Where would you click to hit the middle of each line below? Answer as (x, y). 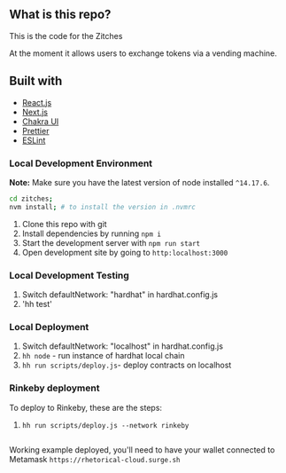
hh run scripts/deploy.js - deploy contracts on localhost (127, 365)
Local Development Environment (81, 163)
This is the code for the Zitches (66, 35)
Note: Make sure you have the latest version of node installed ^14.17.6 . (139, 182)
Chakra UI (40, 121)
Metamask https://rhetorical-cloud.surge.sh (95, 459)
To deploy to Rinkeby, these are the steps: (85, 407)
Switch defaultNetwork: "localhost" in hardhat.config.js (123, 346)
